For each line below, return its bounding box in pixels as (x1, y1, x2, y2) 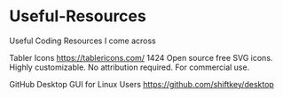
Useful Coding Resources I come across (9, 35, 157, 46)
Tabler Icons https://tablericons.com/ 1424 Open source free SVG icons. (9, 52, 273, 63)
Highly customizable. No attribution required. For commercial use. (9, 62, 250, 72)
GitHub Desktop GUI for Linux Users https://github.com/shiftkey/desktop (9, 79, 275, 89)
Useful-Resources (9, 6, 146, 26)
